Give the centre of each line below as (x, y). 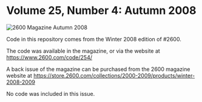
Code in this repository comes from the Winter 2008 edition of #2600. (94, 39)
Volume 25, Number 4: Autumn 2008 (101, 11)
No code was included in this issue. (51, 93)
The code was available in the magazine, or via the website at (83, 51)
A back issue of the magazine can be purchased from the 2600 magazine (98, 69)
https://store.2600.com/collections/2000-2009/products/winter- (114, 75)
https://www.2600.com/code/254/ (49, 57)
